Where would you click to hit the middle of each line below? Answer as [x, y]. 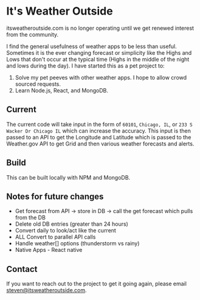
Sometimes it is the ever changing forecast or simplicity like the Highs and [99, 52]
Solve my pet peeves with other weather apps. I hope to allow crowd [101, 77]
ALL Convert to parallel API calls [55, 237]
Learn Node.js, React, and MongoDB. [61, 90]
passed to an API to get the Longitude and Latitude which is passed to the [99, 137]
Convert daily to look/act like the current [66, 231]
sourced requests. [38, 84]
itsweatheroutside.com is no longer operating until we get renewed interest [100, 28]
